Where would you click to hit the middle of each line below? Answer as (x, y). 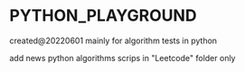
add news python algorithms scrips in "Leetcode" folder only (122, 58)
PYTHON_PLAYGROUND (103, 16)
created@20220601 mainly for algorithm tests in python (113, 40)
